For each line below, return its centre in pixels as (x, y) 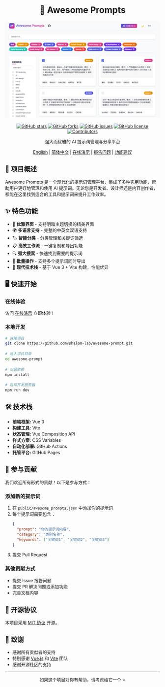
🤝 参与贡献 (21, 470)
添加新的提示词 (23, 496)
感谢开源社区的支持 (32, 665)
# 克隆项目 (15, 338)
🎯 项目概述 (21, 169)
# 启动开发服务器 (20, 385)
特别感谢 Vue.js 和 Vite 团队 (40, 658)
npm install (17, 375)
